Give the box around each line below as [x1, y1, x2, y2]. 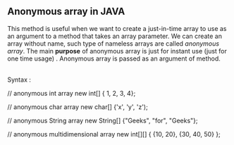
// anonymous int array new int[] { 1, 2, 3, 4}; [7, 89, 136, 97]
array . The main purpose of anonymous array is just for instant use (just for [7, 46, 228, 55]
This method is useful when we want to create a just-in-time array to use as [7, 24, 227, 32]
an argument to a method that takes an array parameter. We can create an [7, 32, 222, 40]
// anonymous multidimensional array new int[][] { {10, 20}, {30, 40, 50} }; [7, 130, 221, 138]
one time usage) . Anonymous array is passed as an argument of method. [7, 54, 221, 63]
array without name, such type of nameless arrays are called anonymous [7, 39, 220, 48]
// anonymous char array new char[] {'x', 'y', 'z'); [7, 102, 148, 111]
